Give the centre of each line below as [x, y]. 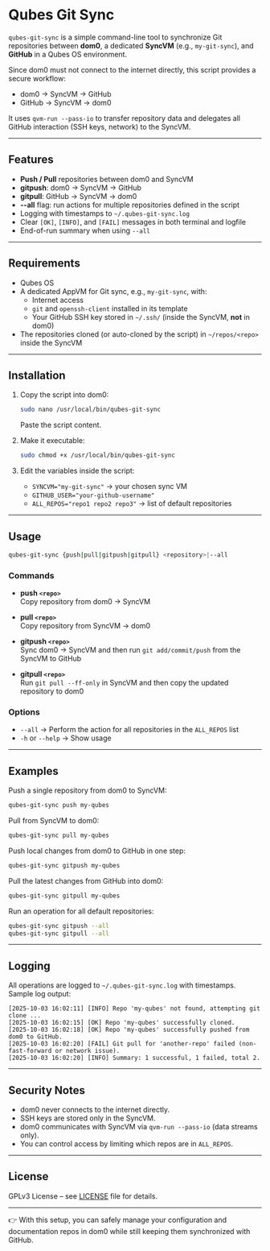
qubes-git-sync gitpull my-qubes [64, 896]
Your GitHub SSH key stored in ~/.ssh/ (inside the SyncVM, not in [141, 317]
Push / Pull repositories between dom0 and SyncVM [107, 179]
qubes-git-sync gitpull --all [59, 933]
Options [24, 712]
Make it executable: [52, 441]
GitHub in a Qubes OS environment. [67, 54]
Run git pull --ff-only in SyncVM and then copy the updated [124, 683]
